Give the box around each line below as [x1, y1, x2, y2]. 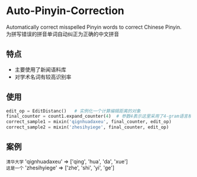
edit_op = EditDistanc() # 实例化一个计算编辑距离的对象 [6, 108, 141, 114]
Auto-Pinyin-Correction [6, 4, 125, 18]
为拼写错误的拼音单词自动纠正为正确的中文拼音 [6, 30, 119, 38]
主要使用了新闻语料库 [14, 66, 66, 73]
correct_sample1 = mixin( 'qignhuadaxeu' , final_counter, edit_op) [6, 119, 172, 125]
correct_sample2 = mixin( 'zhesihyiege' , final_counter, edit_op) [6, 124, 169, 130]
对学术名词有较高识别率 [14, 73, 72, 80]
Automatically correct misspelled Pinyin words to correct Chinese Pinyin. [6, 23, 182, 30]
